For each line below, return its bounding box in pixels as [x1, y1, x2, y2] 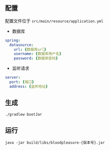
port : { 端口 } [9, 80, 34, 84]
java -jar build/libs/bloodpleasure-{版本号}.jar [5, 140, 105, 145]
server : [5, 75, 21, 80]
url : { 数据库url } [14, 47, 47, 52]
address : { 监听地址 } [9, 84, 48, 89]
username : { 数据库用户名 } [14, 51, 62, 56]
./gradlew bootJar [5, 112, 42, 117]
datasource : [9, 42, 34, 47]
